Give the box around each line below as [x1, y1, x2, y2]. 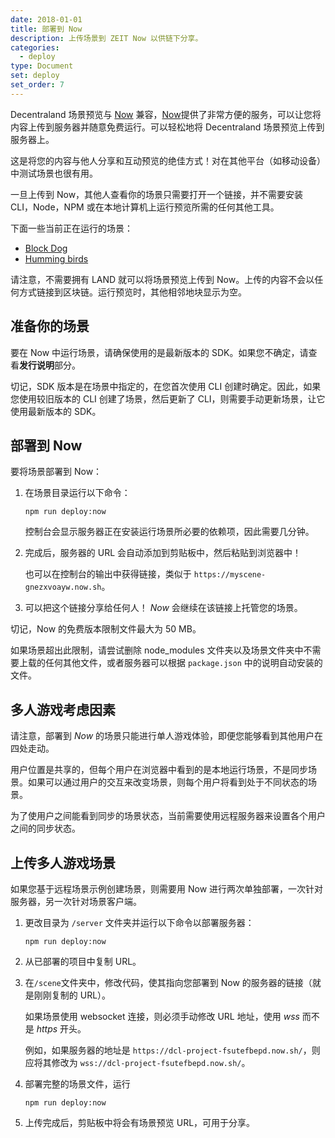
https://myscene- [193, 570, 267, 580]
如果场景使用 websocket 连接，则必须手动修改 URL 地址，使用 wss [24, 1011, 300, 1022]
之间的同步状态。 [10, 822, 81, 835]
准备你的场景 [10, 318, 90, 335]
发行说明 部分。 [19, 359, 81, 371]
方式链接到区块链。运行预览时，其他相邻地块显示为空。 [18, 286, 247, 298]
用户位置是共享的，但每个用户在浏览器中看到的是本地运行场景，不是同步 [10, 764, 308, 776]
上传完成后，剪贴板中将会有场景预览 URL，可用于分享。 [24, 1117, 256, 1128]
